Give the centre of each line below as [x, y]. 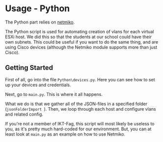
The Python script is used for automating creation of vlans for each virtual [80, 31]
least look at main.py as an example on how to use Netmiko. [65, 134]
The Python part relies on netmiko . [40, 22]
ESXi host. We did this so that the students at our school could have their [78, 37]
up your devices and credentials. [38, 85]
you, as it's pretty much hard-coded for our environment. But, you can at [78, 129]
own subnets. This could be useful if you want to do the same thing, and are [82, 42]
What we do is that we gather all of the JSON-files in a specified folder [76, 104]
